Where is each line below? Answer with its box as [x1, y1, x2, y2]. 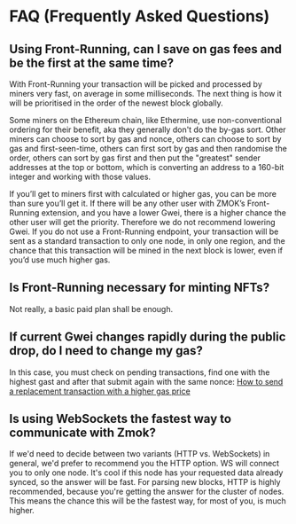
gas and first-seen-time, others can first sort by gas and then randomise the [9, 144, 288, 153]
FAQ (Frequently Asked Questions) [9, 6, 270, 27]
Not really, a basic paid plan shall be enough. [9, 303, 174, 314]
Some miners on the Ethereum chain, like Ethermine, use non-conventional [9, 115, 282, 125]
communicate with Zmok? [9, 426, 157, 441]
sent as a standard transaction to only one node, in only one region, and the [9, 236, 285, 246]
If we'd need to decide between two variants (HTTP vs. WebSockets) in [9, 449, 270, 459]
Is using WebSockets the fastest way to [9, 411, 232, 426]
